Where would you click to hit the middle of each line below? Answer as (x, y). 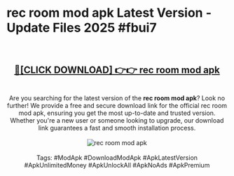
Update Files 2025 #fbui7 (82, 28)
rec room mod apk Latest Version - (109, 13)
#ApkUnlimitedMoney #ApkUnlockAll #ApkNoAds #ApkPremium (117, 165)
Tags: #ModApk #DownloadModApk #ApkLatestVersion (117, 157)
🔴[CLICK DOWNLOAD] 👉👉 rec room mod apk (117, 70)
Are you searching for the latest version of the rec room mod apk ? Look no (117, 98)
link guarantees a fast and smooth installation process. (117, 128)
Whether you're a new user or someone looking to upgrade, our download (117, 120)
